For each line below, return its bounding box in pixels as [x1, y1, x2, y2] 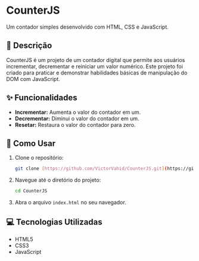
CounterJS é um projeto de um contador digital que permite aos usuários [6, 56, 185, 63]
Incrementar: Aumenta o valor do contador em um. [14, 108, 141, 116]
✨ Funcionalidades [6, 93, 77, 103]
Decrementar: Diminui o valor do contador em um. [14, 114, 139, 122]
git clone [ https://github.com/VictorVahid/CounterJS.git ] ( [14, 166, 167, 172]
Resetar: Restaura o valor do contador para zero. [14, 121, 136, 128]
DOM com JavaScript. [6, 75, 61, 82]
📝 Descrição [6, 41, 52, 51]
